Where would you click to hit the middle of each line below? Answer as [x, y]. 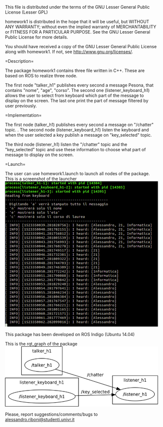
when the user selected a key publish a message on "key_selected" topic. [78, 135]
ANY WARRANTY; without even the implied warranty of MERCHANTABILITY [81, 27]
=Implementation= [24, 115]
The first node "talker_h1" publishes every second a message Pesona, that [79, 85]
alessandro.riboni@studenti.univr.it [40, 419]
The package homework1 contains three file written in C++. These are [75, 71]
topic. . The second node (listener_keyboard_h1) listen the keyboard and [77, 130]
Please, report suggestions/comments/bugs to [51, 414]
